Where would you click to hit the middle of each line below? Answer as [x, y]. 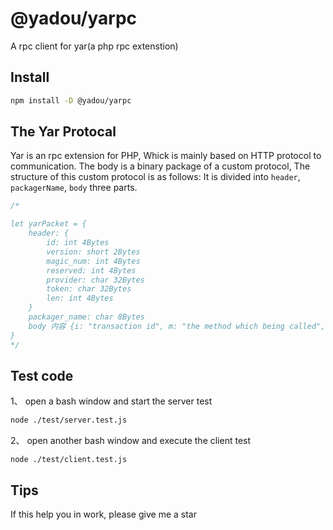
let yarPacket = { [48, 224]
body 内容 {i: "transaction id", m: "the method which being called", [177, 326]
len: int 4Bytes [80, 298]
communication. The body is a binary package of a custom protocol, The [160, 166]
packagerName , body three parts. [74, 188]
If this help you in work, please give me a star [103, 514]
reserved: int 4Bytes [91, 270]
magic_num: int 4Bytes [93, 261]
